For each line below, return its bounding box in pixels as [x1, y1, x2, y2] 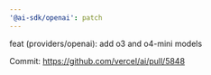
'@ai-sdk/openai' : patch [9, 13, 103, 23]
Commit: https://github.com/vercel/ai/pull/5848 [9, 55, 186, 66]
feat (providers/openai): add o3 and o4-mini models [9, 38, 203, 49]
